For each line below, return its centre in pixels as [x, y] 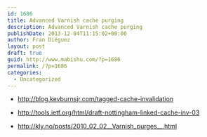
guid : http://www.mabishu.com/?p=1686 [64, 60]
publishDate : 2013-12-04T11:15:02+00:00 [67, 33]
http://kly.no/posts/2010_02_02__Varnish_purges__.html [97, 126]
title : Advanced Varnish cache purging [66, 20]
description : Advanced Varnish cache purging [75, 27]
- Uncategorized [37, 79]
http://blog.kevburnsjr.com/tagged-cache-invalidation [95, 99]
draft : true [25, 53]
